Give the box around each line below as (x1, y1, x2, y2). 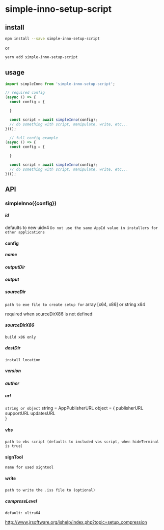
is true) (5, 444, 23, 449)
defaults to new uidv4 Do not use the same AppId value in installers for (5, 225, 158, 230)
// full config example (9, 135, 58, 140)
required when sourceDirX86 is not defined (5, 311, 93, 317)
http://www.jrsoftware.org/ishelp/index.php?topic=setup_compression (5, 519, 147, 525)
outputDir (5, 264, 26, 270)
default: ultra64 (5, 511, 41, 516)
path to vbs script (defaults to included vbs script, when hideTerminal (5, 439, 160, 445)
